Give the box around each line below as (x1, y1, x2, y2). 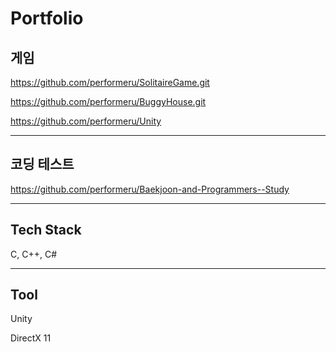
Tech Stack (10, 222, 82, 239)
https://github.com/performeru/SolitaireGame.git (10, 77, 210, 88)
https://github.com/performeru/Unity (10, 115, 162, 127)
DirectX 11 (10, 332, 52, 344)
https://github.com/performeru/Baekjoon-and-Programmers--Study (10, 183, 290, 195)
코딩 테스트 (10, 156, 75, 173)
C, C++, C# (10, 248, 58, 260)
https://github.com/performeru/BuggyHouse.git (10, 96, 207, 107)
